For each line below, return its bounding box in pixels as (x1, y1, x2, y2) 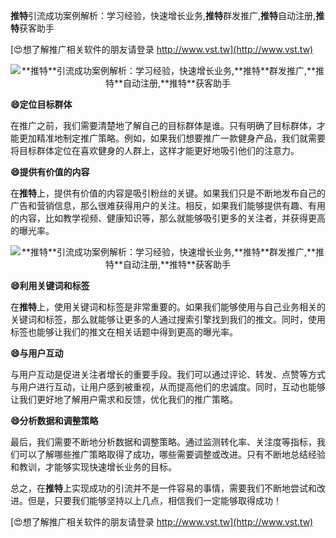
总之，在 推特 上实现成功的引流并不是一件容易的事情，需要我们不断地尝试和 (10, 482, 317, 494)
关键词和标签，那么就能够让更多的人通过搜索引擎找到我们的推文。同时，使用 (10, 314, 326, 325)
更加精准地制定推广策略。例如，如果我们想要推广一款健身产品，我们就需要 (18, 132, 326, 144)
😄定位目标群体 (10, 99, 73, 110)
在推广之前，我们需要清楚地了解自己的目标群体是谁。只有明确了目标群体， (10, 120, 317, 131)
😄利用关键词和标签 (10, 280, 90, 291)
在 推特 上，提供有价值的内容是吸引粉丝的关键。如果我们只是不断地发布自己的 (10, 187, 326, 199)
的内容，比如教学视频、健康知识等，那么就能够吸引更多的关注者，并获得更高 (10, 212, 326, 224)
